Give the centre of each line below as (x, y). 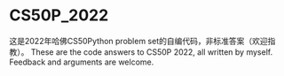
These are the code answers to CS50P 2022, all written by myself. (152, 52)
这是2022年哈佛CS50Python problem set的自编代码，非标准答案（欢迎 (138, 41)
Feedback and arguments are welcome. (82, 62)
